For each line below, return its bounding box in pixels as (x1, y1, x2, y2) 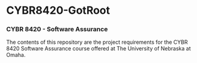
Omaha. (6, 52, 26, 59)
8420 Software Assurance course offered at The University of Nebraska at (6, 45, 191, 52)
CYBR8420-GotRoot (6, 4, 111, 17)
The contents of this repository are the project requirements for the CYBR (6, 38, 188, 46)
